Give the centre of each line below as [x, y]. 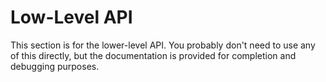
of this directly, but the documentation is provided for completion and [153, 55]
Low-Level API [71, 17]
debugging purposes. [55, 66]
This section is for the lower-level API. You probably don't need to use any [163, 45]
